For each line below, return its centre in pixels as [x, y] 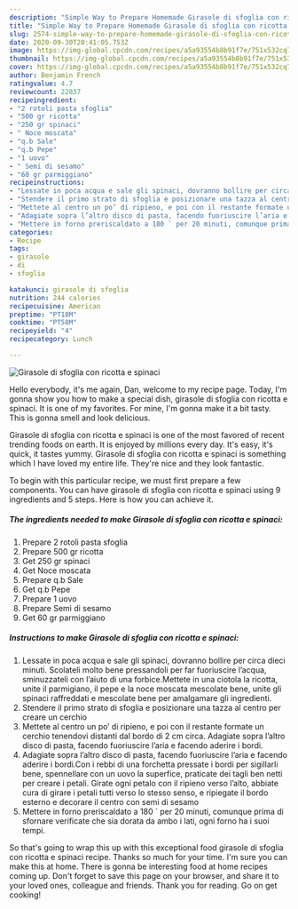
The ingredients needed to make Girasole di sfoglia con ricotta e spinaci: [146, 520]
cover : [21, 68]
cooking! [25, 895]
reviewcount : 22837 [45, 92]
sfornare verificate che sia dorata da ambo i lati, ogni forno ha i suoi [145, 821]
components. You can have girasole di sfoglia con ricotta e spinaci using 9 [145, 490]
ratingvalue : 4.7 [41, 84]
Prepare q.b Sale [53, 579]
